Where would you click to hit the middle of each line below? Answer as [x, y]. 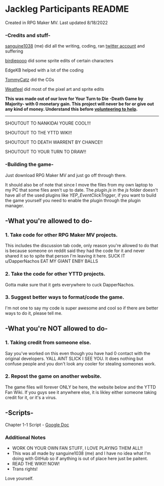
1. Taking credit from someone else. [48, 343]
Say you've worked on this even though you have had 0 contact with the [78, 353]
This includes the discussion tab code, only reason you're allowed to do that [82, 246]
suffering [14, 51]
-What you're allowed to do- [49, 221]
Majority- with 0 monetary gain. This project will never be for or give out [80, 104]
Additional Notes [25, 437]
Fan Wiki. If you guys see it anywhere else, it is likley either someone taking [81, 392]
